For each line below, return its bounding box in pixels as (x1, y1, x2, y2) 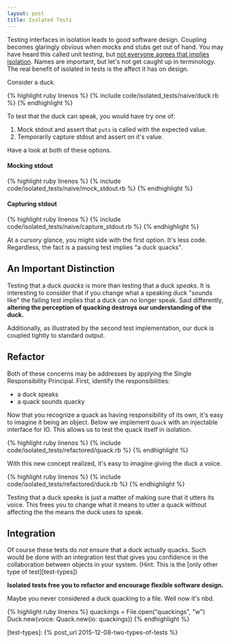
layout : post (7, 10, 45, 17)
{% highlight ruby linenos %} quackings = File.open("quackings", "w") (7, 608, 206, 616)
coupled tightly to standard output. (7, 331, 105, 339)
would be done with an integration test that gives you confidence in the (7, 553, 209, 561)
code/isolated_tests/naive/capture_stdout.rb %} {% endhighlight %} (7, 222, 199, 230)
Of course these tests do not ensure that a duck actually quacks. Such (7, 546, 206, 554)
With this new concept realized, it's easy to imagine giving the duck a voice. (7, 459, 222, 468)
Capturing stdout (7, 200, 57, 208)
